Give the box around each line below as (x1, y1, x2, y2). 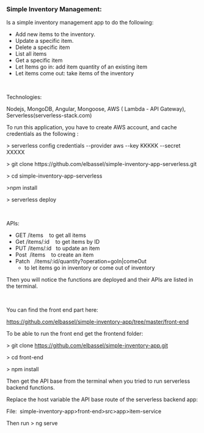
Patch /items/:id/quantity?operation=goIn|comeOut (15, 258, 147, 265)
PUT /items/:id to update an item (15, 244, 100, 252)
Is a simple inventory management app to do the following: (6, 19, 154, 26)
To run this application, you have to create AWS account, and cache (6, 124, 177, 131)
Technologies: (6, 94, 42, 101)
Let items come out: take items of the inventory (15, 70, 134, 77)
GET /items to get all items (15, 232, 87, 239)
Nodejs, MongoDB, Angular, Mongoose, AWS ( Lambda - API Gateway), (6, 105, 186, 113)
